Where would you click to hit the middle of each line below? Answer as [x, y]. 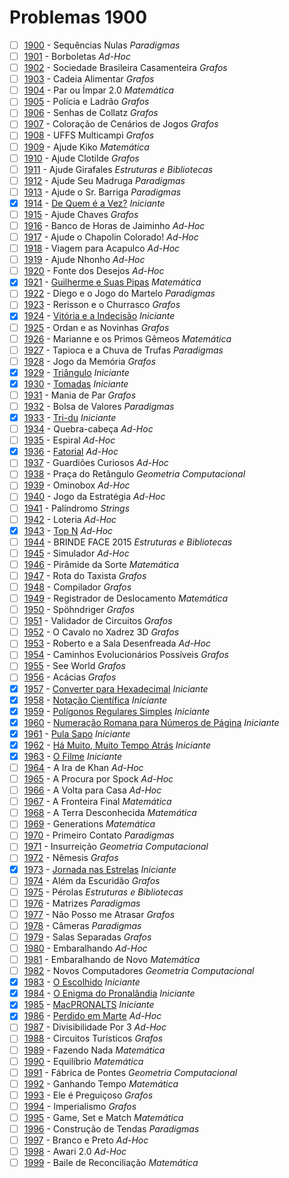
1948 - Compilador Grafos [77, 587]
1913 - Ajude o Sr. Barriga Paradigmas [102, 192]
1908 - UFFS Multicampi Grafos [89, 135]
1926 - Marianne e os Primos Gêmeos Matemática [127, 338]
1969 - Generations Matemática [89, 824]
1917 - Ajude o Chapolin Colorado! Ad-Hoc [111, 237]
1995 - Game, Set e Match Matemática [103, 1117]
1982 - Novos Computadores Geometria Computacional [139, 971]
